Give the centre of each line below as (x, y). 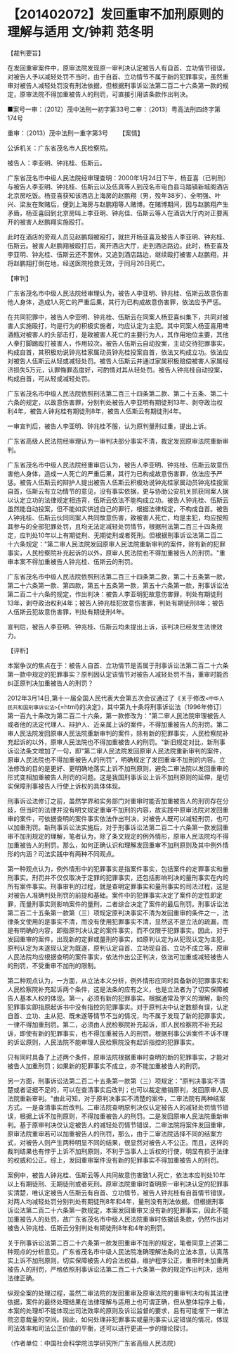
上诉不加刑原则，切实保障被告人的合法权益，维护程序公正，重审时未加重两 (121, 1260)
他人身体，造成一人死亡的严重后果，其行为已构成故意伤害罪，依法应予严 (118, 473)
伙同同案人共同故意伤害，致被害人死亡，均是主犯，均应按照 (142, 518)
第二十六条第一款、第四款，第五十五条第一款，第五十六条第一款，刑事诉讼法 (118, 585)
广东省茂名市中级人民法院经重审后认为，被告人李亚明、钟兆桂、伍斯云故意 (115, 465)
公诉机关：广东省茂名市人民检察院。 (60, 148)
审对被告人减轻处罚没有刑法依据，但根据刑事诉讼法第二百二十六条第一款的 (115, 85)
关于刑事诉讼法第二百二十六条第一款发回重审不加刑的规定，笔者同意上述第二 (118, 1243)
